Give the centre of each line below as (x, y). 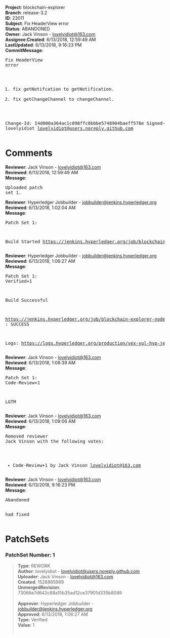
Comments (29, 153)
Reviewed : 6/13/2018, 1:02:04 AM (40, 208)
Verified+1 (19, 281)
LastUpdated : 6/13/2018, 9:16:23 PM (44, 45)
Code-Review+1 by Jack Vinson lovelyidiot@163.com (77, 465)
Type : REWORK (34, 566)
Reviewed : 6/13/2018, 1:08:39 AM (40, 363)
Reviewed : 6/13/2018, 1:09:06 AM (40, 421)
